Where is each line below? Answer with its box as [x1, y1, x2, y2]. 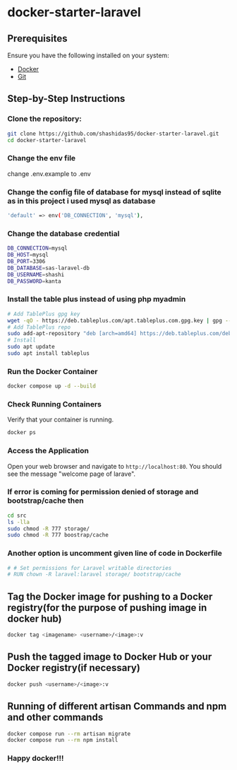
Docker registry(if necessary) [7, 662, 141, 674]
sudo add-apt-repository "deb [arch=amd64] [7, 330, 138, 337]
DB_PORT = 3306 [7, 257, 46, 265]
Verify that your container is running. [7, 415, 114, 424]
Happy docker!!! [7, 754, 64, 764]
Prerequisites [7, 33, 68, 45]
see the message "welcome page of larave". [7, 469, 136, 478]
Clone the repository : [7, 114, 83, 124]
